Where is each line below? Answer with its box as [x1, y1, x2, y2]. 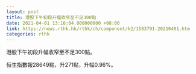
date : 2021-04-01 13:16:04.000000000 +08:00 [6, 20, 120, 26]
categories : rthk [6, 31, 50, 37]
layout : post [6, 8, 39, 15]
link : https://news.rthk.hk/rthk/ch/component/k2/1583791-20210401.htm [6, 25, 190, 32]
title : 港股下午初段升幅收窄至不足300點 [6, 14, 96, 20]
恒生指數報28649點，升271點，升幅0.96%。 [6, 61, 116, 69]
